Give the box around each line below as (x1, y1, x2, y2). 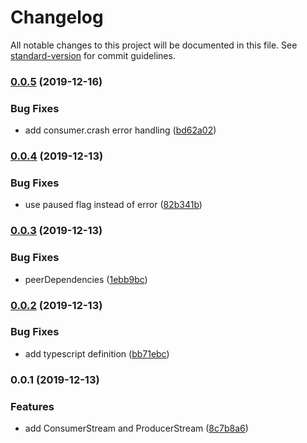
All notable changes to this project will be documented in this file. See (10, 39, 298, 51)
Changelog (10, 6, 104, 29)
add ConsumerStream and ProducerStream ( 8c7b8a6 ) (24, 422, 249, 435)
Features (10, 399, 55, 413)
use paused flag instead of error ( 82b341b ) (24, 199, 203, 211)
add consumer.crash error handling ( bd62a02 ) (24, 124, 217, 136)
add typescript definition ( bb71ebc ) (24, 347, 170, 360)
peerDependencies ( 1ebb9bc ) (24, 273, 148, 285)
